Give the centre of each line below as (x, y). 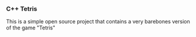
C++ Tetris (21, 9)
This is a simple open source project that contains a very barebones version (98, 22)
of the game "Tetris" (31, 28)
